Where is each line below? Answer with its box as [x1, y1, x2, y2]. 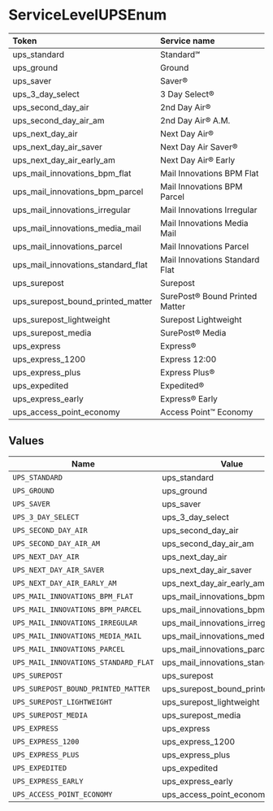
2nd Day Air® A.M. [159, 115, 231, 126]
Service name [159, 35, 215, 46]
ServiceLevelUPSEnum [8, 6, 167, 24]
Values [8, 434, 45, 448]
